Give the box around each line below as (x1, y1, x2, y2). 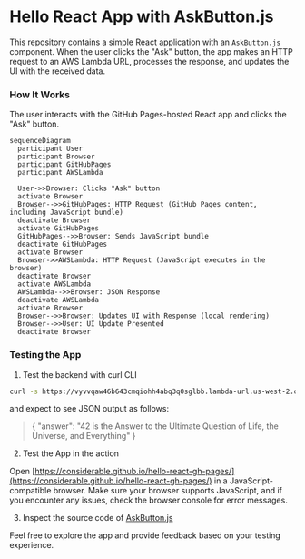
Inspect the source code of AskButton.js (22, 513, 173, 523)
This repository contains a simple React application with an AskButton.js (9, 36, 281, 47)
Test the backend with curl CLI (22, 369, 138, 380)
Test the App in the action (22, 448, 120, 459)
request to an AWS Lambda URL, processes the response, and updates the (9, 56, 290, 66)
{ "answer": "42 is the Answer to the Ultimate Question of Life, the (31, 421, 279, 432)
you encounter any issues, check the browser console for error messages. (9, 494, 288, 506)
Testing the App (9, 349, 82, 361)
